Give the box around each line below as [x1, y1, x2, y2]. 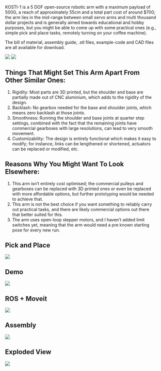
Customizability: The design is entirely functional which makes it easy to [12, 136, 157, 141]
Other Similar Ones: [5, 76, 66, 85]
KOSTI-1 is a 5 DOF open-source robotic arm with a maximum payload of [5, 4, 151, 10]
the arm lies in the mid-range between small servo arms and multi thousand [5, 15, 156, 20]
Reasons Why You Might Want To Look [5, 160, 124, 168]
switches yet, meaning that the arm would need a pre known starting [12, 222, 149, 228]
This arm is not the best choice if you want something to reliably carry [12, 201, 152, 207]
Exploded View [5, 348, 52, 356]
